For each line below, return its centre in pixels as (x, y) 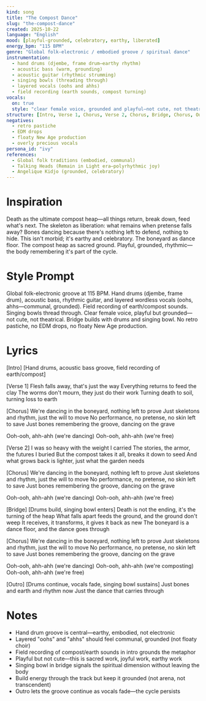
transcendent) (33, 684)
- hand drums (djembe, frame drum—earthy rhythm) (76, 63)
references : (21, 155)
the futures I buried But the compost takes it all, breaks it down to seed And (102, 454)
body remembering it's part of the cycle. (67, 251)
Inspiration (34, 202)
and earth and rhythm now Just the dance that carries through (85, 591)
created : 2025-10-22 (33, 29)
